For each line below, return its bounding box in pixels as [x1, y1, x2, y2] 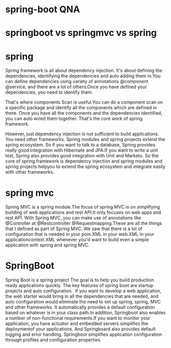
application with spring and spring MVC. [5, 242, 90, 248]
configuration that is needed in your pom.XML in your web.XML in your [5, 231, 155, 237]
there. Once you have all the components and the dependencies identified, [5, 110, 162, 116]
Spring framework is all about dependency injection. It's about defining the [5, 68, 162, 74]
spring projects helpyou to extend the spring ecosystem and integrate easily [5, 163, 166, 170]
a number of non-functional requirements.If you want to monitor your [5, 315, 151, 321]
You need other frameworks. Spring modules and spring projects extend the [5, 136, 165, 142]
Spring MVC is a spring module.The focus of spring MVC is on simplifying [5, 204, 160, 210]
